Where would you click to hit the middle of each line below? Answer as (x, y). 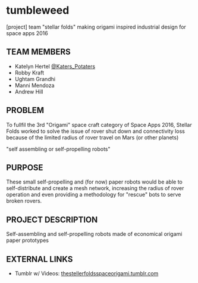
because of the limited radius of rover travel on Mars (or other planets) (92, 137)
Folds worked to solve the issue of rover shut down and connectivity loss (96, 131)
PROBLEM (25, 111)
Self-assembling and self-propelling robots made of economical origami (94, 234)
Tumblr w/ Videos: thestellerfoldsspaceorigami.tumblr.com (87, 273)
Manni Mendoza (34, 85)
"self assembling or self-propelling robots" (59, 149)
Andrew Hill (29, 91)
